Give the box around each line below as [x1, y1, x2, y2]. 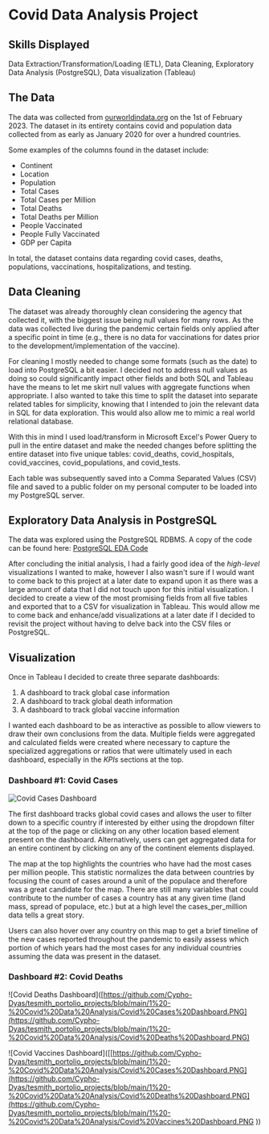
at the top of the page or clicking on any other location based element [8, 826, 239, 835]
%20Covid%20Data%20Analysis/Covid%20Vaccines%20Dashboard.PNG [8, 1116, 255, 1126]
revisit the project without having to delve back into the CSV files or [8, 619, 231, 629]
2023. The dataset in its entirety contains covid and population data [8, 121, 232, 130]
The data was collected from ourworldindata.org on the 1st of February [8, 112, 243, 122]
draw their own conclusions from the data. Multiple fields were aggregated [8, 729, 255, 739]
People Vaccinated [19, 220, 83, 230]
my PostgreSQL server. [8, 490, 85, 500]
